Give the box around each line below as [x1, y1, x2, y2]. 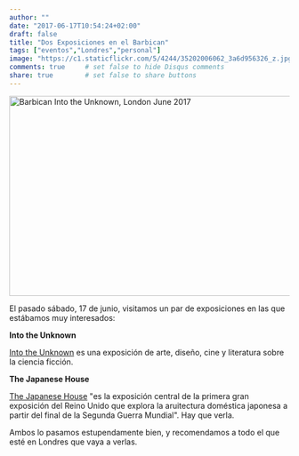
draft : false [9, 29, 58, 38]
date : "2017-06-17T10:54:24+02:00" [9, 21, 141, 30]
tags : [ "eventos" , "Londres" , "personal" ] [9, 46, 162, 55]
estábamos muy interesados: [9, 312, 116, 323]
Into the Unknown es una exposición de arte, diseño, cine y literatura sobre [9, 347, 285, 357]
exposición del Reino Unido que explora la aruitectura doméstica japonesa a [9, 400, 288, 411]
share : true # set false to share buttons [9, 71, 198, 80]
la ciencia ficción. [9, 356, 74, 367]
